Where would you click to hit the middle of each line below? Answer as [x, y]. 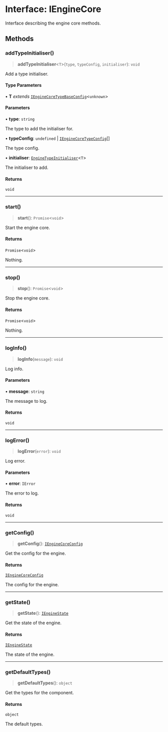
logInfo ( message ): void [40, 359]
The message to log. [26, 401]
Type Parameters [23, 85]
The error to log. [22, 493]
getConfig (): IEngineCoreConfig [50, 543]
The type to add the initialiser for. [39, 129]
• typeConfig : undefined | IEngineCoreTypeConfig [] [57, 138]
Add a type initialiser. [27, 74]
